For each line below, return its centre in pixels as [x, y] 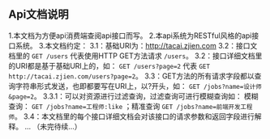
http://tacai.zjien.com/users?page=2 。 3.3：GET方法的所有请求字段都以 [132, 76]
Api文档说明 [39, 15]
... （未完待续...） [53, 126]
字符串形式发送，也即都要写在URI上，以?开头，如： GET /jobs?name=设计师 [138, 86]
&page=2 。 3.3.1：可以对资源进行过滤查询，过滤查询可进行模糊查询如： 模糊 [133, 96]
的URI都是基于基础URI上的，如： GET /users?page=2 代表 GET [109, 65]
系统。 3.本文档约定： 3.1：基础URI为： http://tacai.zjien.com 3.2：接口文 [136, 45]
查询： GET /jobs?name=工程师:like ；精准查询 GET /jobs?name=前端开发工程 [131, 106]
